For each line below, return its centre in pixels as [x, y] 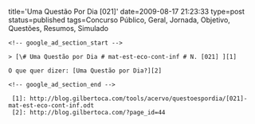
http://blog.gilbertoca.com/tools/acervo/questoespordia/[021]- [138, 99]
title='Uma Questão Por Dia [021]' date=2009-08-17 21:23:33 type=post [127, 12]
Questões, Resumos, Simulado [59, 28]
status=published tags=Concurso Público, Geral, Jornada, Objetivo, [120, 20]
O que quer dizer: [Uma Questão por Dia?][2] [85, 71]
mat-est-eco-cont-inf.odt [51, 106]
